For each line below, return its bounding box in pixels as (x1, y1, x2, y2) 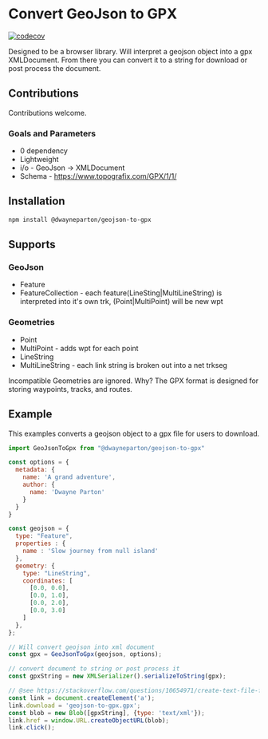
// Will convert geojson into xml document (8, 643, 156, 651)
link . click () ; (8, 724, 56, 732)
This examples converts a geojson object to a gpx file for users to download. (8, 429, 260, 438)
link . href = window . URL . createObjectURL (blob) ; (8, 716, 170, 725)
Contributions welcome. (8, 108, 87, 117)
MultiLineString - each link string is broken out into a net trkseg (19, 360, 227, 369)
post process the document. (8, 63, 101, 73)
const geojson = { (8, 524, 69, 533)
